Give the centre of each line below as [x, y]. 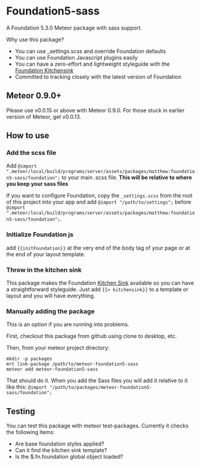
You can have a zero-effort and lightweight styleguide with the [92, 64]
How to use [28, 136]
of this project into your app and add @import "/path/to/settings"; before [99, 202]
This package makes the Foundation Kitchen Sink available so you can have [100, 283]
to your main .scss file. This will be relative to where [127, 178]
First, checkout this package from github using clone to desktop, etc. [92, 336]
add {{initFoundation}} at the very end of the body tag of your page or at [98, 248]
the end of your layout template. [46, 254]
